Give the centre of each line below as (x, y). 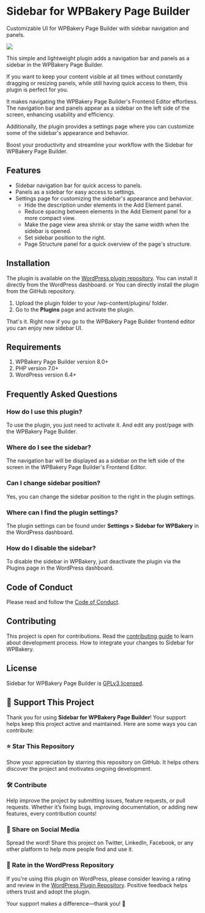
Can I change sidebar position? (54, 483)
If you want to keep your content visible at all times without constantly (95, 76)
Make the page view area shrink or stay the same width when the (106, 224)
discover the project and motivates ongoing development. (79, 768)
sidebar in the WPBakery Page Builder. (55, 64)
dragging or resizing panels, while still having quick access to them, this (97, 83)
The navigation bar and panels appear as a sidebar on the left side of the (98, 108)
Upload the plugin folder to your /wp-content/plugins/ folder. (91, 303)
